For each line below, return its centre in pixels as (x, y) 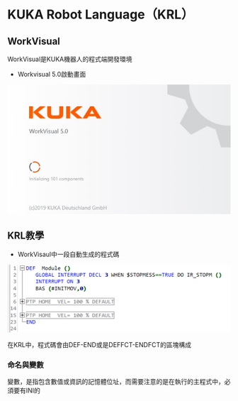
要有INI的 (27, 390)
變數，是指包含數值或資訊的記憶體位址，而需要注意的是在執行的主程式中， (116, 382)
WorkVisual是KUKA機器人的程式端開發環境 (70, 59)
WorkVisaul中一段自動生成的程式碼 (68, 254)
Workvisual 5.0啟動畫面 (52, 74)
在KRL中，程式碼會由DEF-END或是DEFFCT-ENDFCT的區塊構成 (99, 344)
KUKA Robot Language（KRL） (101, 15)
